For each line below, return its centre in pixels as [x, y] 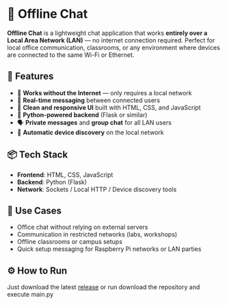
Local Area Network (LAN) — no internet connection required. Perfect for [111, 40]
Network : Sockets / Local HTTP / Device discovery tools [97, 189]
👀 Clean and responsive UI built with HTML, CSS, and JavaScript [109, 107]
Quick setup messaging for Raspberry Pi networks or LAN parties [109, 249]
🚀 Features [30, 76]
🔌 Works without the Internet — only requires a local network [105, 93]
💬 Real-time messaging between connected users [89, 100]
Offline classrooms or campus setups [70, 242]
